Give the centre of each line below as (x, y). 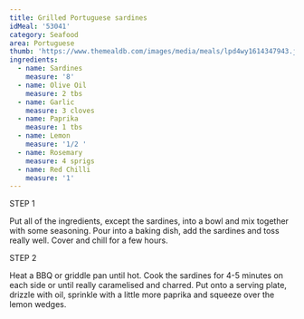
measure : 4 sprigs (60, 161)
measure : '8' (50, 77)
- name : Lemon (44, 136)
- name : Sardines (50, 69)
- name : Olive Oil (52, 85)
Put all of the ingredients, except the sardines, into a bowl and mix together (149, 221)
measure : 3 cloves (60, 111)
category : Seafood (44, 34)
